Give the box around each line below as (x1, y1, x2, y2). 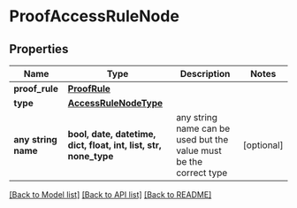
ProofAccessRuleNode (9, 6, 179, 27)
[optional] (242, 139, 284, 151)
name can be (176, 122, 231, 135)
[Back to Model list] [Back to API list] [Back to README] (9, 189, 212, 200)
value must (176, 144, 223, 157)
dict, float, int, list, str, (67, 139, 162, 151)
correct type (176, 166, 228, 179)
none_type (67, 150, 114, 162)
